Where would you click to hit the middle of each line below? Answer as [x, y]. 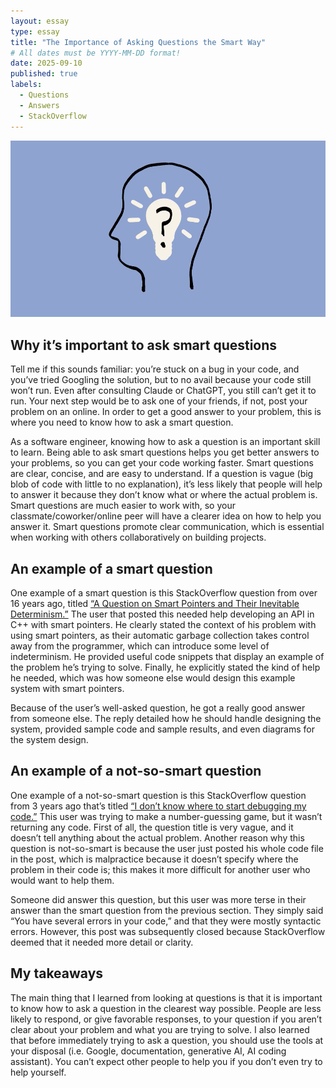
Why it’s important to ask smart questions [144, 345]
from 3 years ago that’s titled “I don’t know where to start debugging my [158, 806]
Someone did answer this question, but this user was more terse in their [158, 899]
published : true [44, 74]
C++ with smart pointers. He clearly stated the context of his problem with [163, 625]
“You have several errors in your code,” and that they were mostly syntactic [166, 921]
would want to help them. [62, 880]
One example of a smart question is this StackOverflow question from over [164, 593]
